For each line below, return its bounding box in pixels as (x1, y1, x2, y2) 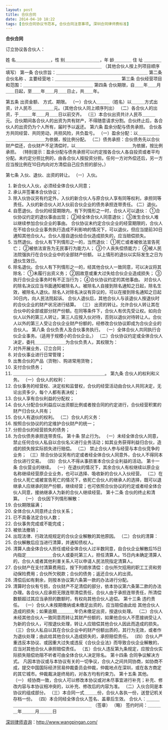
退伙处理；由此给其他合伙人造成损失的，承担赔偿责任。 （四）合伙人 (17, 633, 159, 639)
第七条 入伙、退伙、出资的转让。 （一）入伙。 (5, 172, 100, 178)
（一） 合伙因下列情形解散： (22, 496, 81, 502)
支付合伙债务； (12, 364, 44, 371)
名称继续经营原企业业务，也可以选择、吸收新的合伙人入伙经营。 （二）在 (12, 471, 163, 477)
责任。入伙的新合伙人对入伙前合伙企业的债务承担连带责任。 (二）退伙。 (12, 201, 160, 208)
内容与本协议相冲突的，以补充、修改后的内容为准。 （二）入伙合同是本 (17, 683, 163, 689)
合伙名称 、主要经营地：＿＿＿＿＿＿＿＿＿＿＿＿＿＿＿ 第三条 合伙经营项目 (5, 76, 163, 82)
